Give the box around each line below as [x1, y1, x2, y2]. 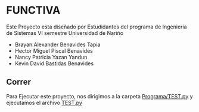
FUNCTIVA [6, 4, 61, 17]
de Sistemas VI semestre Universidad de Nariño [6, 29, 124, 36]
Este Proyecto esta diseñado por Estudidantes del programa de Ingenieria [6, 23, 187, 30]
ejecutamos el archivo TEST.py [6, 99, 82, 106]
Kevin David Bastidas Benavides [14, 60, 94, 67]
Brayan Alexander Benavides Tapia [14, 41, 101, 48]
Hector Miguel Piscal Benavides [14, 47, 94, 54]
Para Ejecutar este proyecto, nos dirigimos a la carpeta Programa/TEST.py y [6, 92, 193, 100]
